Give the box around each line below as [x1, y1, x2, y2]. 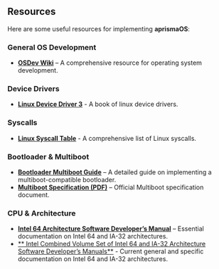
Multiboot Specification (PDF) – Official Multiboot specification [17, 183, 204, 191]
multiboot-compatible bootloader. [17, 176, 117, 184]
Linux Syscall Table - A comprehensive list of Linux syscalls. [17, 134, 197, 142]
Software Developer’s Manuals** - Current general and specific [17, 247, 204, 255]
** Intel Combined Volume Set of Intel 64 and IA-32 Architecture [17, 240, 206, 248]
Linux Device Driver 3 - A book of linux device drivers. [17, 100, 178, 109]
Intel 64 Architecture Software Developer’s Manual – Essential [17, 224, 204, 233]
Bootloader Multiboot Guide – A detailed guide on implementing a [17, 168, 212, 176]
